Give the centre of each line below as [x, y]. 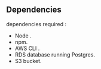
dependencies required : [36, 24]
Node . [23, 36]
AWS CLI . [27, 48]
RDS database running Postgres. [55, 54]
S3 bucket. [28, 61]
